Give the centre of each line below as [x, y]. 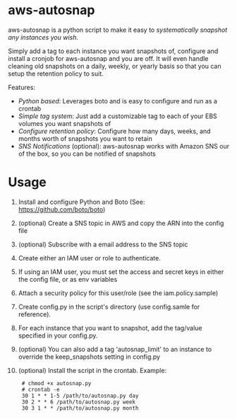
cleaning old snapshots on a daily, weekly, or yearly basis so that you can [115, 66]
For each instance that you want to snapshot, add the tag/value [110, 328]
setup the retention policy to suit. [56, 74]
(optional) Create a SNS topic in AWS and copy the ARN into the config [121, 223]
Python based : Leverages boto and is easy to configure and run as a [118, 101]
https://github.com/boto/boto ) [62, 209]
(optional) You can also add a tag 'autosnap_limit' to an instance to [115, 349]
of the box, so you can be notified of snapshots [87, 154]
